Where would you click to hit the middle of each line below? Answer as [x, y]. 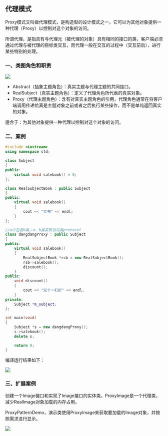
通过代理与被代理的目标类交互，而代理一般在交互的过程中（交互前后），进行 [83, 45]
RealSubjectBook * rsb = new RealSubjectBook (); [73, 258]
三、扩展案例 [21, 384]
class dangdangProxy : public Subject [45, 234]
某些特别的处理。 [23, 51]
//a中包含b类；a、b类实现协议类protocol [43, 230]
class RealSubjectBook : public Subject [48, 188]
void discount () [31, 281]
